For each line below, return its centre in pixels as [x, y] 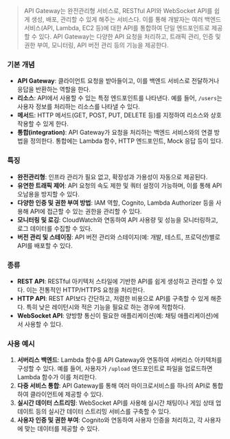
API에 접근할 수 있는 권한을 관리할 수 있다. [86, 211]
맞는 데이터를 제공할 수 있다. [62, 429]
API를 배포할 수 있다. [45, 245]
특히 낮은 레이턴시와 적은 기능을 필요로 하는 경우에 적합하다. [106, 307]
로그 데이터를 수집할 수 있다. [55, 228]
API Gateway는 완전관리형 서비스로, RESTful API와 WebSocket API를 [118, 11]
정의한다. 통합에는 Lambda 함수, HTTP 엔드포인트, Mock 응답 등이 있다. [126, 141]
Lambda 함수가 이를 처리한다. [57, 377]
